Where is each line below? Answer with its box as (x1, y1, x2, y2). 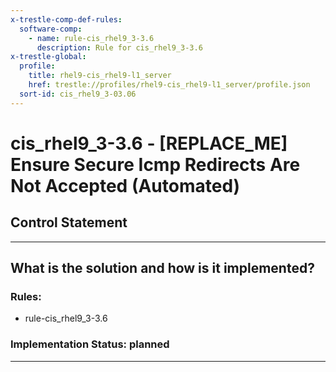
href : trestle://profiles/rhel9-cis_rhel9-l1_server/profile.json (28, 80, 311, 90)
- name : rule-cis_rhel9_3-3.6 (28, 33, 155, 43)
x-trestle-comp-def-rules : (10, 14, 123, 25)
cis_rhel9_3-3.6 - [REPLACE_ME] (10, 132, 288, 155)
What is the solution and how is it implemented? (10, 260, 315, 277)
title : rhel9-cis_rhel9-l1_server (28, 71, 172, 81)
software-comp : (19, 24, 83, 34)
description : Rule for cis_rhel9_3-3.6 (36, 42, 203, 53)
